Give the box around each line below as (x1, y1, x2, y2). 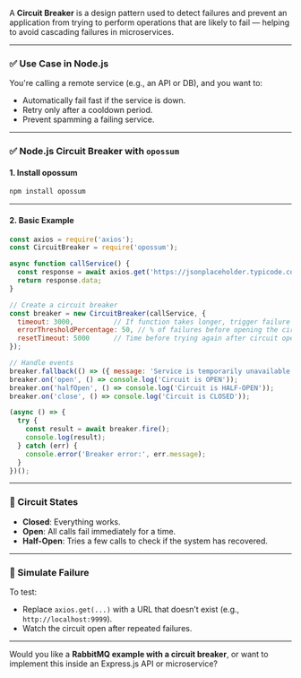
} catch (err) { (17, 441, 78, 450)
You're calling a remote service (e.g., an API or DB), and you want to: (9, 78, 262, 89)
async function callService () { (9, 259, 130, 268)
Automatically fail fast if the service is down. (21, 95, 186, 106)
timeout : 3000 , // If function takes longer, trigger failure (17, 317, 291, 326)
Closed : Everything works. (21, 516, 121, 527)
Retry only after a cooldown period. (21, 105, 153, 116)
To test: (9, 587, 38, 597)
